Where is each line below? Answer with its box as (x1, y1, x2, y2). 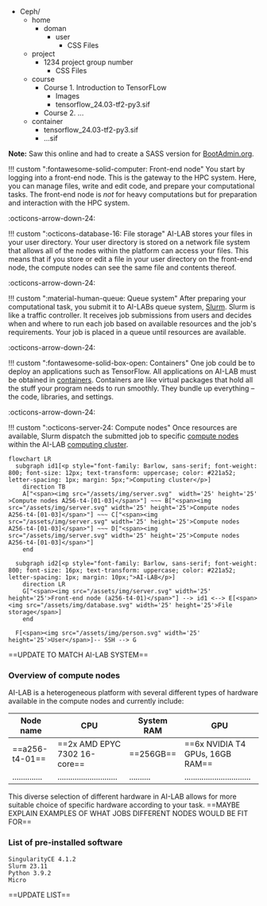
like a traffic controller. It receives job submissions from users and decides (8, 310, 252, 320)
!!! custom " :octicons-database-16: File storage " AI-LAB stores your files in (8, 229, 253, 238)
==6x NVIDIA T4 (184, 739, 246, 750)
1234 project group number (43, 57, 133, 67)
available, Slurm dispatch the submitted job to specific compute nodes (8, 431, 239, 441)
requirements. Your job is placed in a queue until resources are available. (8, 328, 246, 336)
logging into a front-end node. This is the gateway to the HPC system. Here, (8, 173, 257, 182)
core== (56, 759, 85, 770)
